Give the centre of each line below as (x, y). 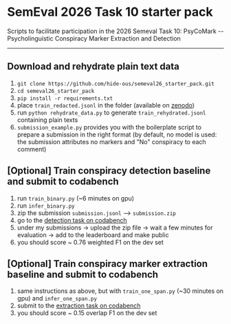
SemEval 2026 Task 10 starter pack (110, 12)
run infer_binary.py (46, 205)
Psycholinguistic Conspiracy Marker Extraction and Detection (94, 38)
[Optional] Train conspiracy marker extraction (108, 264)
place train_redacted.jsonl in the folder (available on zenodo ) (106, 105)
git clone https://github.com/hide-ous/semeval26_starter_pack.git (115, 83)
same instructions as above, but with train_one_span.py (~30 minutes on (120, 291)
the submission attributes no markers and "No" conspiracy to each (111, 141)
